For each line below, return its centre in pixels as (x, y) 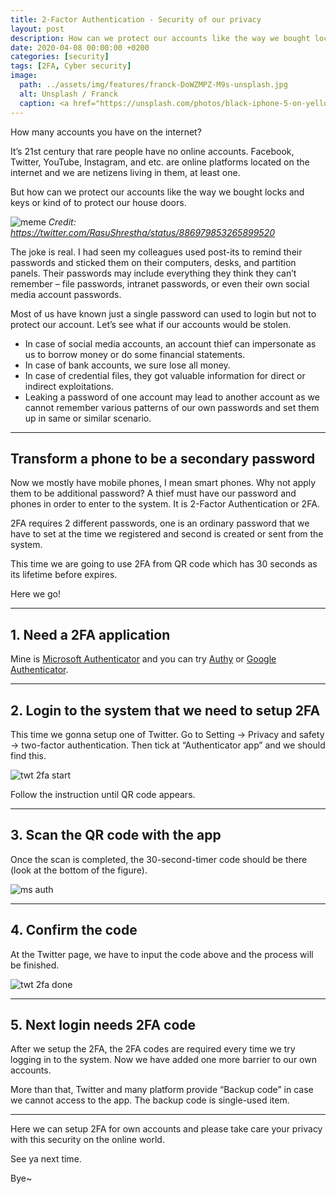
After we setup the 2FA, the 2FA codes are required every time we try (153, 1049)
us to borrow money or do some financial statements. (135, 354)
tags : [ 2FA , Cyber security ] (71, 66)
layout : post (37, 29)
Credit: (62, 222)
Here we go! (36, 594)
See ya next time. (46, 1159)
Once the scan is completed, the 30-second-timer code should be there (159, 859)
